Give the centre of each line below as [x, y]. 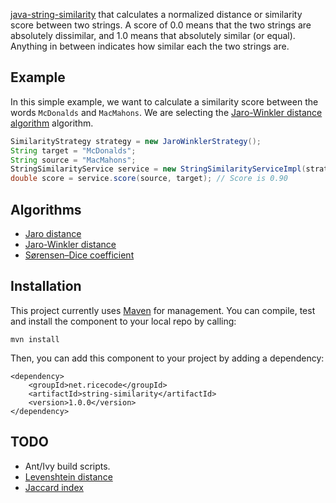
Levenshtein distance [68, 476]
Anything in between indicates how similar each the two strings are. [150, 46]
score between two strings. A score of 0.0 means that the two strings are [161, 25]
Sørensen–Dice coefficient [79, 255]
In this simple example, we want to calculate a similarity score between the [164, 101]
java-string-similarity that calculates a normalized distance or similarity [156, 14]
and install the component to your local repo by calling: [123, 321]
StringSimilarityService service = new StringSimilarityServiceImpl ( [158, 169]
